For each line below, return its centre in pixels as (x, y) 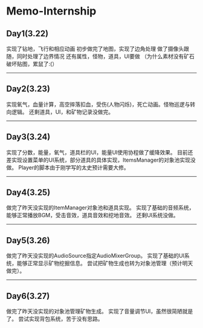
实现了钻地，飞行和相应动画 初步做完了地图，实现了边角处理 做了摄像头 (95, 49)
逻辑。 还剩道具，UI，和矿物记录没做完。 (63, 112)
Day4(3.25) (28, 193)
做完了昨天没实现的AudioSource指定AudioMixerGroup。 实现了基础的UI (95, 256)
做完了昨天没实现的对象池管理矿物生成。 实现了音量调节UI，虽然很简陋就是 (100, 311)
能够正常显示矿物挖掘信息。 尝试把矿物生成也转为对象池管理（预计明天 (105, 263)
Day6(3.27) (28, 296)
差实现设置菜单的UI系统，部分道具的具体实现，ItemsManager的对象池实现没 (101, 160)
